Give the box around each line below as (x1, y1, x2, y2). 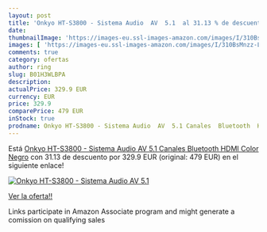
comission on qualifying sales (8, 215, 106, 224)
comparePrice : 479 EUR (8, 108, 83, 116)
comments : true (8, 48, 59, 56)
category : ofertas (8, 56, 69, 64)
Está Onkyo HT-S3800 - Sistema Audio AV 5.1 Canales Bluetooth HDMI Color (8, 143, 259, 153)
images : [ (8, 41, 41, 49)
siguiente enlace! (8, 160, 64, 170)
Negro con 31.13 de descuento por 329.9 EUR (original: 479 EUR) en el (8, 152, 238, 162)
